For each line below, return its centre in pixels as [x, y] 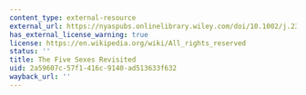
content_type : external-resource [73, 18]
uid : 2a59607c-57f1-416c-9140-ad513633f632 [93, 69]
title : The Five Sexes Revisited [73, 60]
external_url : [36, 26]
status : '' [30, 52]
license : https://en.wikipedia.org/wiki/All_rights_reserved [128, 43]
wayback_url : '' [40, 77]
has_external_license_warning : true [79, 34]
